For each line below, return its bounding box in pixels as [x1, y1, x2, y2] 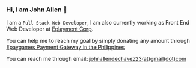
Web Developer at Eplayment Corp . [6, 25, 94, 32]
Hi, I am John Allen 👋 [6, 5, 67, 14]
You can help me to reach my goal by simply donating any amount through [6, 37, 190, 45]
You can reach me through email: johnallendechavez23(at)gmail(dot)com [6, 55, 187, 63]
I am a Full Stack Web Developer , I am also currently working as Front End [6, 19, 190, 26]
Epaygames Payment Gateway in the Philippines [6, 43, 125, 51]
